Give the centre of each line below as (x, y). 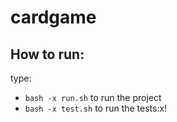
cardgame (53, 17)
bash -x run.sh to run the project (93, 97)
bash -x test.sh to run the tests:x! (96, 108)
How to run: (47, 54)
